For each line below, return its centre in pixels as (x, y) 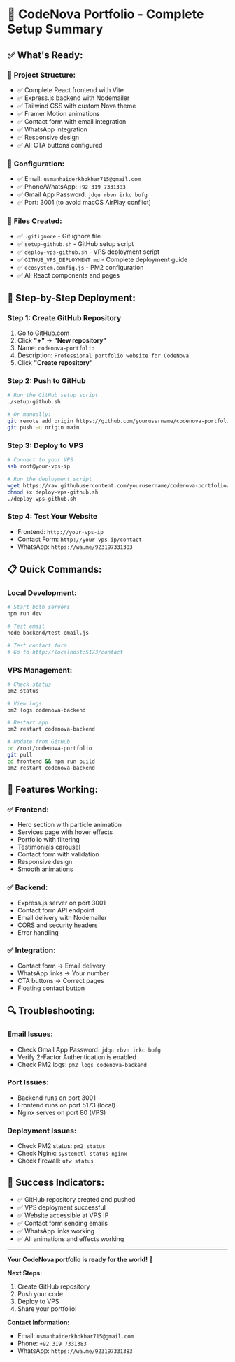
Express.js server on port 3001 (62, 903)
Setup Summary (55, 29)
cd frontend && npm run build (51, 761)
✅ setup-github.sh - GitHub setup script (76, 244)
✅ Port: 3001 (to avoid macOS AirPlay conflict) (84, 203)
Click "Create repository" (55, 363)
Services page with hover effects (65, 832)
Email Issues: (30, 1034)
